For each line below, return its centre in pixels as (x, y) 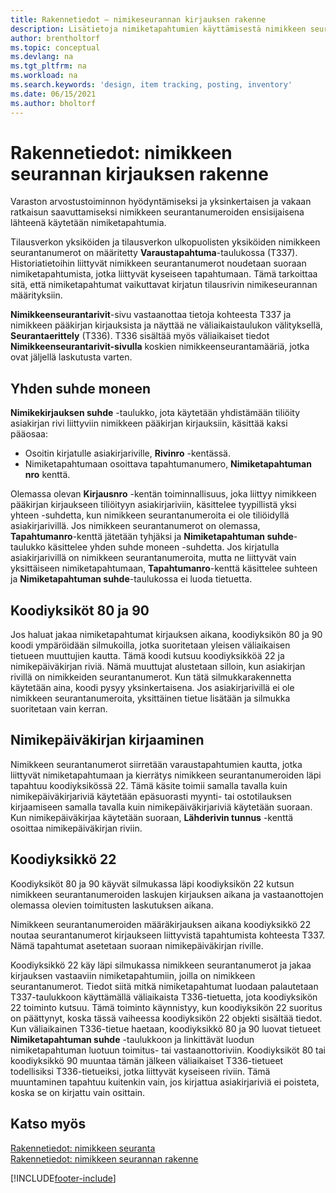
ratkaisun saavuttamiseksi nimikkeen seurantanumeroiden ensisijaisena (157, 212)
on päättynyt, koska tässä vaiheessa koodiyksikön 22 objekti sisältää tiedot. (166, 1018)
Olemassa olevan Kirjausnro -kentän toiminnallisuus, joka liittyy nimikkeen (163, 494)
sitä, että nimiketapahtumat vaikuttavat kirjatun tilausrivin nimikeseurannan (164, 285)
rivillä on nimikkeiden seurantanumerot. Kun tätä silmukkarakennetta (151, 677)
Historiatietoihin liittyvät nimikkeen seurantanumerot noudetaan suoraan (158, 263)
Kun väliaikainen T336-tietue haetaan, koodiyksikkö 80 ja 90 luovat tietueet (165, 1028)
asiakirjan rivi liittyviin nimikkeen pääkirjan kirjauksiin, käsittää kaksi (149, 423)
